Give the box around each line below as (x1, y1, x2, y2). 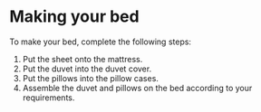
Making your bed (9, 6, 140, 27)
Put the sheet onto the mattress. (22, 53, 143, 64)
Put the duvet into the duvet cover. (22, 63, 152, 74)
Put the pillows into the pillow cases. (22, 72, 159, 83)
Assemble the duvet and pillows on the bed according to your (22, 82, 253, 93)
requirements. (22, 92, 75, 103)
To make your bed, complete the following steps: (9, 36, 192, 47)
